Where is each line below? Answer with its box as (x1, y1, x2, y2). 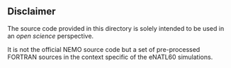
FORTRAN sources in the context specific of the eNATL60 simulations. (7, 53, 213, 61)
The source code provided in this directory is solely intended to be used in (7, 24, 225, 32)
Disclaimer (7, 6, 56, 18)
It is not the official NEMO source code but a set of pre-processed (7, 45, 201, 53)
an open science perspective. (7, 32, 94, 40)
